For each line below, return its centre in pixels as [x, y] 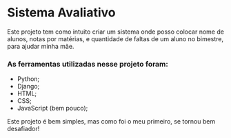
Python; [28, 79]
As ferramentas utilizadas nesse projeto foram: [88, 64]
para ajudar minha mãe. [41, 46]
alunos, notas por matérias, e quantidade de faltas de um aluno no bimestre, [115, 38]
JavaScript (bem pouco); [52, 108]
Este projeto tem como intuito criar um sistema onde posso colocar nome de [115, 32]
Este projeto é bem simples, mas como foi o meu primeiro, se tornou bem [111, 122]
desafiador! [23, 129]
